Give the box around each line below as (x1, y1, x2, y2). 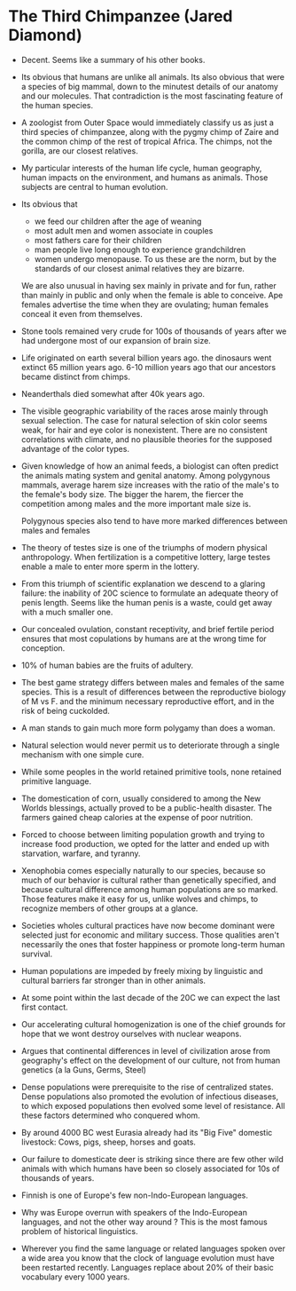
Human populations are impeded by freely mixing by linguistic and (20, 965, 263, 976)
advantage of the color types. (20, 443, 130, 454)
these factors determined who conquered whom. (20, 1110, 200, 1121)
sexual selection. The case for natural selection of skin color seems (20, 415, 268, 425)
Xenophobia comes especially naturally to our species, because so (20, 865, 266, 875)
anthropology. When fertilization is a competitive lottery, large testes (20, 551, 271, 562)
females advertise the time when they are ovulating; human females (20, 299, 269, 310)
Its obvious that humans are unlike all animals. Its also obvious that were (20, 71, 285, 82)
